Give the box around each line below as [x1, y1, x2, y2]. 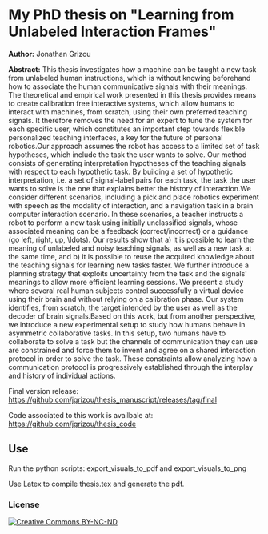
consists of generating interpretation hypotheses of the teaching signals [8, 158, 246, 167]
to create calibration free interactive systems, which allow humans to [8, 98, 235, 108]
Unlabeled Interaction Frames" [8, 22, 217, 41]
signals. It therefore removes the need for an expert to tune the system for [8, 115, 253, 125]
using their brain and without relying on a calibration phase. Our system [8, 294, 244, 303]
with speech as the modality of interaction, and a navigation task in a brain [8, 200, 254, 210]
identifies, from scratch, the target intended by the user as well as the [8, 303, 238, 312]
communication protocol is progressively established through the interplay [8, 362, 254, 371]
